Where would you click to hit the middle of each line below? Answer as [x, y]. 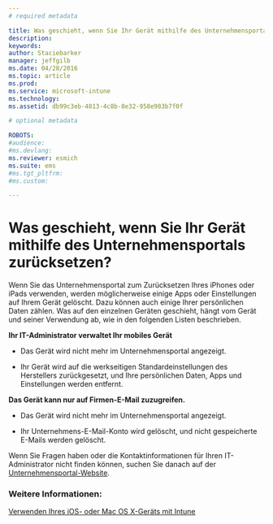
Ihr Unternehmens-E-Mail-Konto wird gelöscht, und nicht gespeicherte [139, 431]
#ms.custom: [28, 181]
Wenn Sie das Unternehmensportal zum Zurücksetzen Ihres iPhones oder [132, 285]
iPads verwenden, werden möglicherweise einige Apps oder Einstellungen [133, 294]
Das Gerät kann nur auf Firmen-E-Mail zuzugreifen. [97, 400]
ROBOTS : [22, 136]
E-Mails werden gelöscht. [63, 440]
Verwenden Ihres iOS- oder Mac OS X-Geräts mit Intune [102, 512]
